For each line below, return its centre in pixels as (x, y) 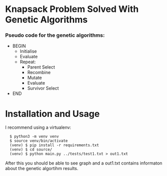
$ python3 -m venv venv (34, 137)
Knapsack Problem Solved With (72, 9)
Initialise (28, 51)
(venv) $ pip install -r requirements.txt (54, 145)
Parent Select (41, 67)
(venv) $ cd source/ (31, 150)
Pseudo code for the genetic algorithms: (55, 35)
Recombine (39, 73)
